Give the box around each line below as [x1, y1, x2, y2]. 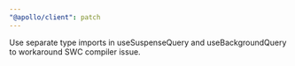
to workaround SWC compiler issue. [9, 46, 141, 57]
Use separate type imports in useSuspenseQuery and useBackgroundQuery [9, 37, 287, 48]
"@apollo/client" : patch [9, 12, 101, 22]
